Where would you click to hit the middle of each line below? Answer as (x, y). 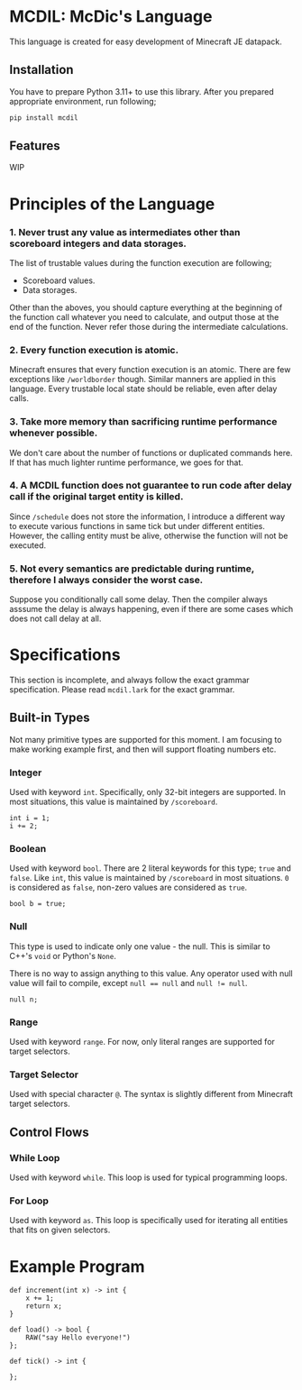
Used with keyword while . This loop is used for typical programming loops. (148, 1177)
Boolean (28, 849)
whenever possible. (54, 433)
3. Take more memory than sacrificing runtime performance (143, 422)
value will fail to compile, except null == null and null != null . (128, 983)
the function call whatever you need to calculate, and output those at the (144, 316)
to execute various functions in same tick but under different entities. (137, 526)
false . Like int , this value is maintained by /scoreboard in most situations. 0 (149, 878)
